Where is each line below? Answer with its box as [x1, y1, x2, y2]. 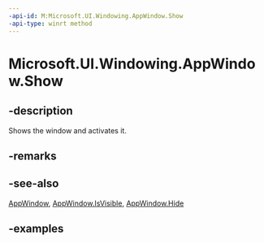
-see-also [8, 176, 59, 191]
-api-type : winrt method [8, 20, 93, 28]
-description [8, 104, 73, 118]
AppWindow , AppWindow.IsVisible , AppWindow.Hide [8, 198, 184, 208]
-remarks [8, 149, 57, 163]
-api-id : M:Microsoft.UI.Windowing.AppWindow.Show [8, 11, 184, 20]
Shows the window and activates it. [8, 125, 128, 135]
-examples [8, 222, 64, 236]
